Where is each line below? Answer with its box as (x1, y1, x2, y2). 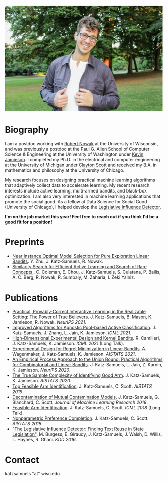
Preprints (5, 236, 45, 248)
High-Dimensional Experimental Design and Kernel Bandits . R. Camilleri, (12, 335, 161, 341)
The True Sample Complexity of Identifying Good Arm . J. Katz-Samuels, (12, 372, 161, 378)
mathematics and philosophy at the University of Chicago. (5, 167, 125, 173)
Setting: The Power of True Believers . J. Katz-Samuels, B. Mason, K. (12, 314, 153, 320)
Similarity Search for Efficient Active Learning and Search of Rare (12, 263, 147, 269)
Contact (5, 454, 39, 465)
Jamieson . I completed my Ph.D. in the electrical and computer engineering (5, 156, 160, 162)
